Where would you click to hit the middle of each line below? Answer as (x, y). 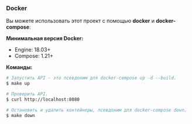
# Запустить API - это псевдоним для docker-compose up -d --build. (91, 78)
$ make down (20, 115)
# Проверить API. (27, 94)
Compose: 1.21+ (34, 56)
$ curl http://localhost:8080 (43, 99)
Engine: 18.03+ (32, 50)
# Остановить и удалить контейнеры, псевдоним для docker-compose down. (97, 110)
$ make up (18, 84)
